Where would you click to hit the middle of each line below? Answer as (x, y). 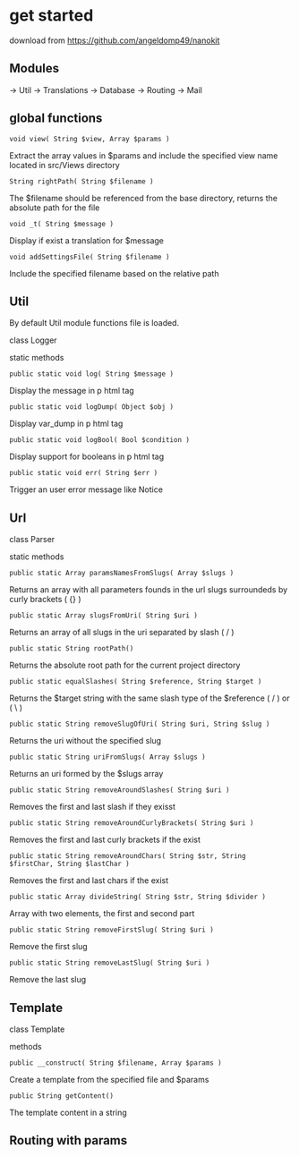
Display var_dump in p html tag (66, 424)
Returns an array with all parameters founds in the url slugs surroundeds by (149, 590)
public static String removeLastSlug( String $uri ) (110, 963)
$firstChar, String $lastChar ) (69, 864)
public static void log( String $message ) (92, 374)
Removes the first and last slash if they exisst (93, 807)
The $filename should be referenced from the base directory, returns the (143, 198)
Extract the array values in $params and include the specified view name (144, 155)
